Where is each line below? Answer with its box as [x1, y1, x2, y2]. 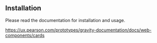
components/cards [5, 32, 45, 38]
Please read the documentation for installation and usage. [5, 17, 125, 23]
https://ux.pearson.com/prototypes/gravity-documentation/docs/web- [5, 27, 152, 33]
